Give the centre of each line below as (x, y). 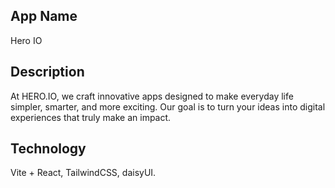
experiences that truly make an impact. (91, 117)
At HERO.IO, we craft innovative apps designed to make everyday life (152, 96)
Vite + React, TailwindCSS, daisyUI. (83, 173)
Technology (48, 149)
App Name (44, 16)
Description (47, 72)
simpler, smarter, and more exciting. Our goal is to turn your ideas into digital (168, 106)
